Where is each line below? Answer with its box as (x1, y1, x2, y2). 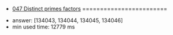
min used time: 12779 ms (12, 24, 75, 30)
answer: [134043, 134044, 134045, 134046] (12, 17, 123, 24)
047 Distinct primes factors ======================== (12, 5, 167, 12)
